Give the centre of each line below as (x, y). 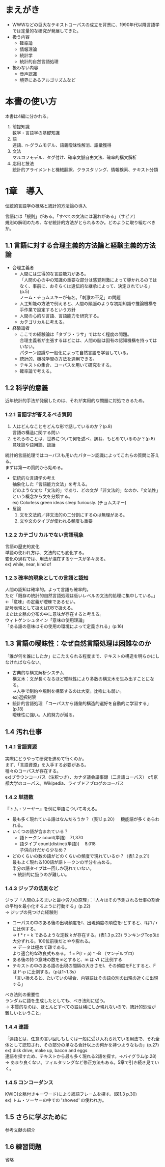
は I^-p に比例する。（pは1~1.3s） (45, 972)
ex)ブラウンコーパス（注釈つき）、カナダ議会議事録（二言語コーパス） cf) (79, 777)
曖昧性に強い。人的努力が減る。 (44, 715)
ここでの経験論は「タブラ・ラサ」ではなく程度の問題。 (75, 334)
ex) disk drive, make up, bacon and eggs (46, 1050)
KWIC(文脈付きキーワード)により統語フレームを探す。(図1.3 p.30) (71, 1094)
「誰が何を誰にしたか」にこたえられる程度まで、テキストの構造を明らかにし (82, 656)
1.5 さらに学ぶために (36, 1117)
